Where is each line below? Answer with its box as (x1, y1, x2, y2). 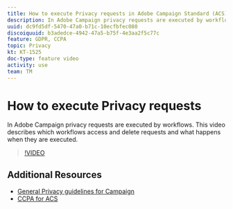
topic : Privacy (7, 42, 51, 49)
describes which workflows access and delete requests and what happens (7, 128, 221, 136)
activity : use (7, 62, 49, 69)
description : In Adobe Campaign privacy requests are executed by (7, 17, 203, 24)
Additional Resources (7, 169, 102, 181)
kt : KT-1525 (7, 49, 42, 56)
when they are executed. (7, 136, 78, 144)
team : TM (7, 68, 33, 75)
